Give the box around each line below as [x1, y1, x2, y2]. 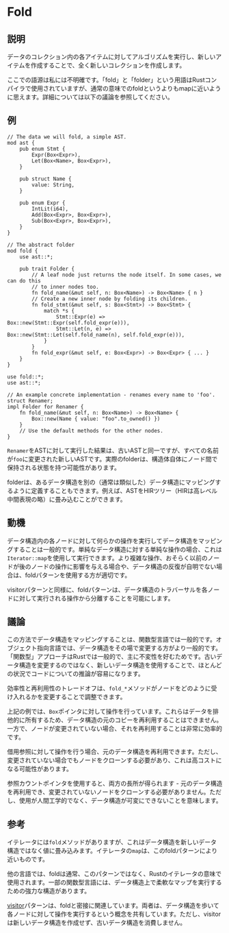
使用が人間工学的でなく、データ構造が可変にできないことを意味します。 [18, 797, 222, 805]
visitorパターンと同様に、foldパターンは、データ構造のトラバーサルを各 [7, 585, 208, 594]
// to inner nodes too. [31, 283, 99, 290]
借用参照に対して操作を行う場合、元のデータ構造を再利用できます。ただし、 [7, 748, 222, 756]
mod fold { [7, 247, 38, 254]
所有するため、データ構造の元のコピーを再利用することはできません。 [25, 716, 223, 724]
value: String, [31, 181, 75, 189]
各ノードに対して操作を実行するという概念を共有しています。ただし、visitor [7, 910, 221, 919]
